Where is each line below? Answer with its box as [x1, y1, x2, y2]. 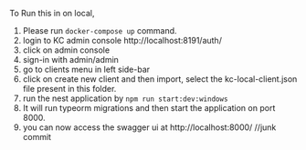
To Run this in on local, [9, 8, 95, 18]
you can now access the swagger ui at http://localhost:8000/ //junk [22, 122, 277, 133]
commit [22, 132, 52, 142]
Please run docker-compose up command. [22, 25, 177, 35]
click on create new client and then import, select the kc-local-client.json [22, 74, 298, 85]
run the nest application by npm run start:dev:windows [22, 93, 228, 104]
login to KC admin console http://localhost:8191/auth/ [22, 35, 222, 45]
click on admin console [22, 45, 111, 55]
